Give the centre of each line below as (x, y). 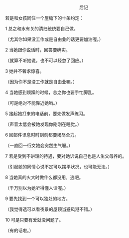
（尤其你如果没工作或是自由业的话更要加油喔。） (54, 39)
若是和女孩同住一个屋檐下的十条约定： (44, 18)
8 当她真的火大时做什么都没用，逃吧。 (44, 177)
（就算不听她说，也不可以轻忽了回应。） (46, 60)
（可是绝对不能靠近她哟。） (32, 103)
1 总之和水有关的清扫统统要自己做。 (42, 28)
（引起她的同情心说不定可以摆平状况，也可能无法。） (59, 167)
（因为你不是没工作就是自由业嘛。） (41, 82)
